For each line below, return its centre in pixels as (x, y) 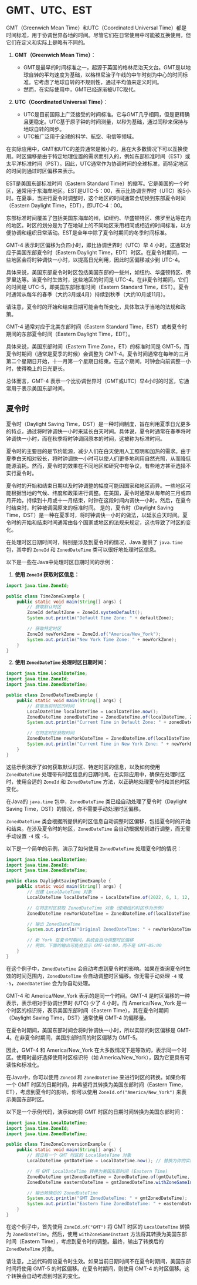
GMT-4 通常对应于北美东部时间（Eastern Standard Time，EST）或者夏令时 (97, 326)
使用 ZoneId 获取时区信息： (47, 574)
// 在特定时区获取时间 (51, 733)
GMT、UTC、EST (49, 10)
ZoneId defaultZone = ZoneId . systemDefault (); (85, 613)
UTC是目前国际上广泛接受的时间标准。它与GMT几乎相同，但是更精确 (106, 114)
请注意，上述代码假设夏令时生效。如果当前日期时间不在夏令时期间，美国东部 (98, 1261)
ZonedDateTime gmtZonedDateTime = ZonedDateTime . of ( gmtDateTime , (109, 1177)
